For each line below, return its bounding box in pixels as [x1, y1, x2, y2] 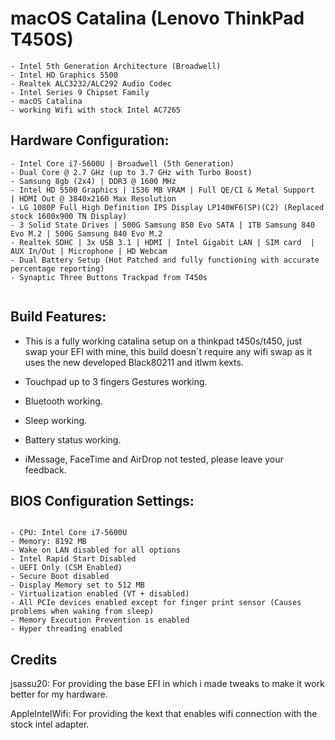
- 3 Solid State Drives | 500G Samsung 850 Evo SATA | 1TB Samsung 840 [10, 220, 315, 230]
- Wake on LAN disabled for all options [10, 545, 182, 556]
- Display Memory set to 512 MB [10, 580, 145, 591]
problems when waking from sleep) [10, 607, 155, 617]
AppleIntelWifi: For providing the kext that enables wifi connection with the [10, 708, 318, 720]
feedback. [24, 463, 67, 476]
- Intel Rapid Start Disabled [10, 554, 137, 564]
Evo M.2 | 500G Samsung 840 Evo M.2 [10, 228, 163, 239]
